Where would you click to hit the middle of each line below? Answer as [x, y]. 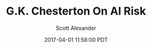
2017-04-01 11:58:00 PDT [76, 39]
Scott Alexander [76, 28]
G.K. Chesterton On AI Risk [76, 11]
